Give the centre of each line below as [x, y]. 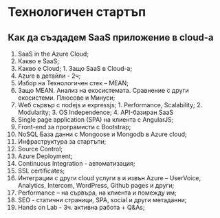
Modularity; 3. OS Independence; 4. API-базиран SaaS [96, 112]
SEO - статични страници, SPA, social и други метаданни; [102, 200]
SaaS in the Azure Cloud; [53, 54]
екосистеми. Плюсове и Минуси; [66, 98]
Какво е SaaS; [38, 61]
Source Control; [40, 149]
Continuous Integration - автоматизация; [77, 163]
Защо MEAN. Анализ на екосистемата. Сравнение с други [103, 90]
